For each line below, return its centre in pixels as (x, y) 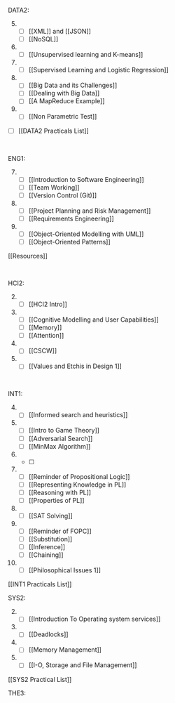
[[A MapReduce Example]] (66, 101)
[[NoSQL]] (43, 39)
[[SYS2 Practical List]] (40, 679)
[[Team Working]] (54, 187)
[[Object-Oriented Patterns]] (69, 242)
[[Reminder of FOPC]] (60, 531)
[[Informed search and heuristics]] (78, 415)
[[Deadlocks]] (48, 634)
